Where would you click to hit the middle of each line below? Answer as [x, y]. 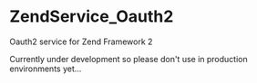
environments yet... [46, 69]
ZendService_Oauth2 [92, 17]
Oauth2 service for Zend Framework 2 [81, 41]
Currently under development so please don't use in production [128, 59]
